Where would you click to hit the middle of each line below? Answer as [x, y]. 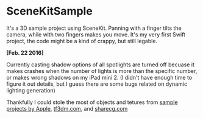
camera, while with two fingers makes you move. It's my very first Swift [96, 34]
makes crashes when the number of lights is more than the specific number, [102, 71]
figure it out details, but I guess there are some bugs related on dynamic [97, 84]
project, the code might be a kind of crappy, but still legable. [82, 41]
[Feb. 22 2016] [25, 52]
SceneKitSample [49, 11]
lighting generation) [31, 90]
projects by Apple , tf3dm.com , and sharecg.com [67, 108]
